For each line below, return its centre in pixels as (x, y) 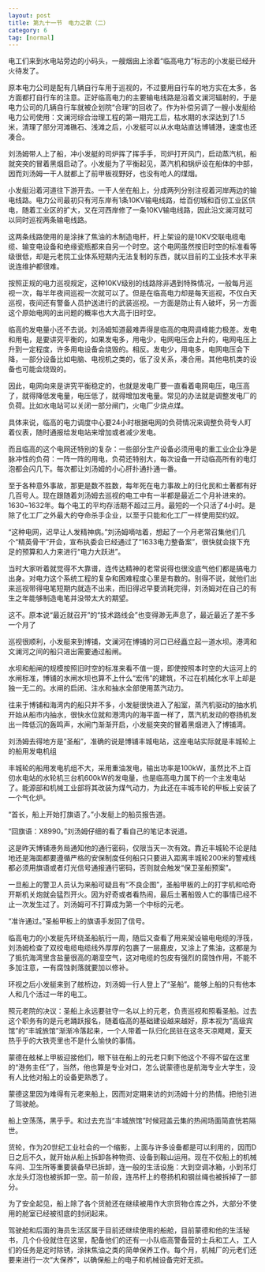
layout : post (30, 15)
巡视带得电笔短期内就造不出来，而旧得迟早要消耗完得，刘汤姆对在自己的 (132, 589)
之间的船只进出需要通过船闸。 (77, 652)
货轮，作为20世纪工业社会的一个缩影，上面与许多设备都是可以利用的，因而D (132, 1147)
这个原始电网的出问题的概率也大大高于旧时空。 (84, 313)
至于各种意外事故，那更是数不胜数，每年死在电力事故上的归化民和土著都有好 (132, 486)
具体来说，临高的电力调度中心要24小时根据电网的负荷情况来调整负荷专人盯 (130, 423)
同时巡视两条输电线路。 (53, 220)
